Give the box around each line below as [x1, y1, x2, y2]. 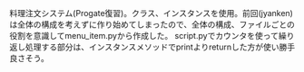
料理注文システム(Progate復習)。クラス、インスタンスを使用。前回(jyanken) [9, 8, 293, 18]
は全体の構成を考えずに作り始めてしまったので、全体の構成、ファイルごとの [9, 19, 295, 30]
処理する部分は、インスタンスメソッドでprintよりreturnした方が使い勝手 [25, 41, 296, 52]
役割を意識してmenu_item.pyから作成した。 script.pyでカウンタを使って [9, 31, 279, 40]
